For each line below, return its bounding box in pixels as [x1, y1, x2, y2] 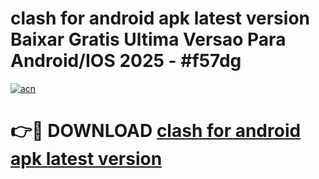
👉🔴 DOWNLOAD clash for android [10, 120, 302, 142]
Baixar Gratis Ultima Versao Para [10, 28, 287, 51]
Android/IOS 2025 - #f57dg [10, 50, 242, 72]
